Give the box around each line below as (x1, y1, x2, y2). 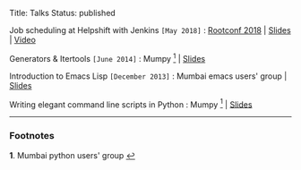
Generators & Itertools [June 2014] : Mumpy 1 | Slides (9, 52, 206, 64)
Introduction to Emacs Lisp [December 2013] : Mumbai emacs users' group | (9, 71, 288, 81)
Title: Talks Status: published (9, 8, 116, 18)
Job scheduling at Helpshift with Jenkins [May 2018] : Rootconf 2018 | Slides (9, 25, 291, 35)
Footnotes (9, 130, 56, 142)
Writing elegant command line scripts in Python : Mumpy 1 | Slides (9, 98, 253, 110)
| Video (9, 35, 36, 45)
